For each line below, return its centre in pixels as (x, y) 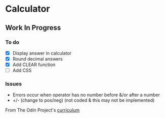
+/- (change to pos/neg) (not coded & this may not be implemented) (84, 100)
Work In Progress (33, 28)
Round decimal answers (38, 58)
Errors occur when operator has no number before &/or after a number (86, 95)
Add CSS (22, 70)
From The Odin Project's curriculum (43, 110)
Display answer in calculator (42, 53)
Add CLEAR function (34, 65)
